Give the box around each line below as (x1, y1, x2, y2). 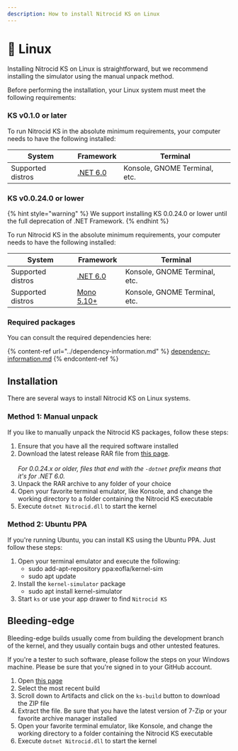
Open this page (17, 676, 63, 684)
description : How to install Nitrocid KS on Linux (7, 10, 160, 18)
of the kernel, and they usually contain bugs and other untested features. (7, 641, 220, 650)
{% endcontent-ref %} (52, 355, 119, 363)
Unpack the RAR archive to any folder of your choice (17, 479, 171, 487)
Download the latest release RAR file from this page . (17, 449, 170, 458)
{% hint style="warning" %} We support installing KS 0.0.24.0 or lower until (7, 210, 227, 218)
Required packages (7, 317, 76, 327)
